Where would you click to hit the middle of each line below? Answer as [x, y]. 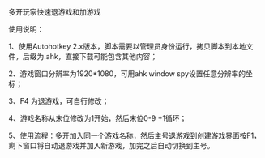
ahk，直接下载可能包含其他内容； [102, 56]
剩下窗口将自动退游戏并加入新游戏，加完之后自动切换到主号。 [111, 145]
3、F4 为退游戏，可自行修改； [59, 101]
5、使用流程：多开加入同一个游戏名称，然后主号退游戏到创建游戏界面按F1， [135, 135]
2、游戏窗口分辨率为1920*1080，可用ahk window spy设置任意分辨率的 [127, 74]
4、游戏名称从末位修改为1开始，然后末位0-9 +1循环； [98, 118]
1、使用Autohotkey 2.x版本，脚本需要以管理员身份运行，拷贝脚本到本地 [127, 46]
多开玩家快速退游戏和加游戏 [55, 12]
